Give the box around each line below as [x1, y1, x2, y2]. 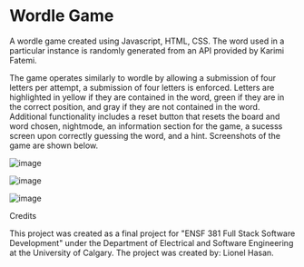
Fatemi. [9, 54, 38, 65]
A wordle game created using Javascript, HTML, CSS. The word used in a [9, 35, 285, 46]
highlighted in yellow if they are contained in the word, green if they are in [9, 92, 285, 103]
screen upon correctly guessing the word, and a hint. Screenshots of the [9, 130, 281, 141]
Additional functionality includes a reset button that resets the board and [9, 111, 280, 122]
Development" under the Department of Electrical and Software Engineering [9, 237, 294, 248]
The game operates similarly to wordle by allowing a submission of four [9, 72, 277, 83]
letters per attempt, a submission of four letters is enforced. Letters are [9, 82, 275, 93]
